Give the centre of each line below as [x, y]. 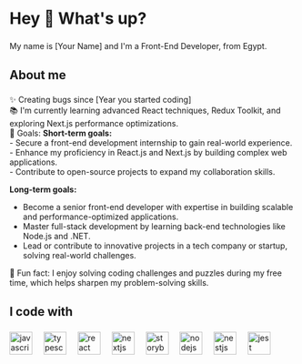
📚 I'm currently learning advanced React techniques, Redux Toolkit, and [145, 111]
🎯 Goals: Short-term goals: [60, 133]
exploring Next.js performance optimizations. [94, 124]
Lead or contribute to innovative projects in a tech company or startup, [155, 246]
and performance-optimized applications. [101, 217]
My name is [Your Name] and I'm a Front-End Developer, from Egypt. [138, 46]
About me [38, 75]
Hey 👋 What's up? [78, 19]
